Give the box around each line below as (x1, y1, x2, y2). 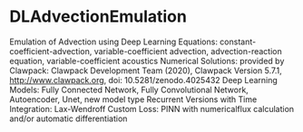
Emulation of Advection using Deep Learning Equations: (9, 36, 218, 47)
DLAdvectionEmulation (9, 6, 188, 27)
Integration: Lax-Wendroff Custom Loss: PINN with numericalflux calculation (9, 103, 295, 114)
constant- (219, 36, 257, 47)
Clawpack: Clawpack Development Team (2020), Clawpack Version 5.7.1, (9, 65, 283, 76)
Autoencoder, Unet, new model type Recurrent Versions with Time (9, 93, 258, 105)
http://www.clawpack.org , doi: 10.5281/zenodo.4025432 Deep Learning (9, 74, 279, 85)
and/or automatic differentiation (9, 113, 128, 124)
